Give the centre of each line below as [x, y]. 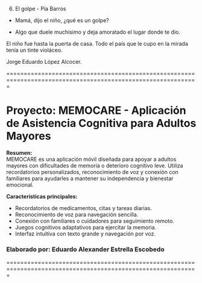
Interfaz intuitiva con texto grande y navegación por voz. [85, 234]
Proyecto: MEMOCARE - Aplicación [96, 110]
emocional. [20, 185]
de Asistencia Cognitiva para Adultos [101, 123]
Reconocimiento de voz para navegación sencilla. [77, 214]
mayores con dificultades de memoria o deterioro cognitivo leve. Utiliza [95, 166]
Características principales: [42, 196]
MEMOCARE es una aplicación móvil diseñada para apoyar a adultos [91, 159]
